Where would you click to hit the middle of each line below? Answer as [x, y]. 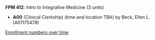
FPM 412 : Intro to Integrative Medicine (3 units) [55, 7]
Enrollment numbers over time [37, 32]
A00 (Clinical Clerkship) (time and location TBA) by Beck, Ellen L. [81, 17]
